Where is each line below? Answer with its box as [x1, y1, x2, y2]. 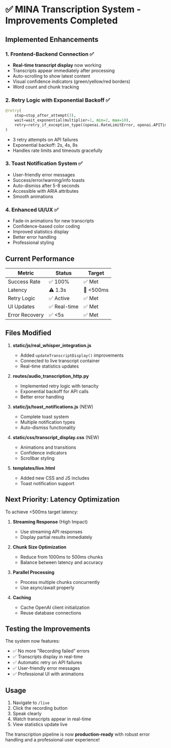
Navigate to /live [12, 699, 50, 706]
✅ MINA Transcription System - [5, 4, 141, 15]
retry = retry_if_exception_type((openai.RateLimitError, [14, 122, 136, 127]
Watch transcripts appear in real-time [12, 716, 92, 722]
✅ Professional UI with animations [12, 671, 84, 677]
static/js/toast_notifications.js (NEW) [12, 403, 94, 410]
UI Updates [8, 303, 35, 310]
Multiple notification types [20, 419, 75, 425]
